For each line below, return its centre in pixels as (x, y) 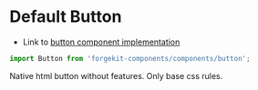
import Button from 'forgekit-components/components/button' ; (130, 58)
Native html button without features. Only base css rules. (116, 75)
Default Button (66, 17)
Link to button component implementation (101, 42)
